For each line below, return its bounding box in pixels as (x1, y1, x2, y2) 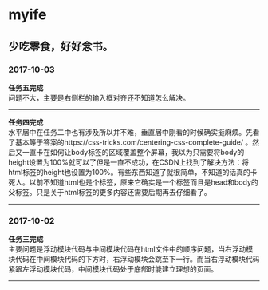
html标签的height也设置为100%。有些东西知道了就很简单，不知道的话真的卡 (8, 167, 258, 177)
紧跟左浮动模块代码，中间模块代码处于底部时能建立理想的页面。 (8, 264, 218, 274)
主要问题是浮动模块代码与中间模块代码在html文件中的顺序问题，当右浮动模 (8, 244, 254, 254)
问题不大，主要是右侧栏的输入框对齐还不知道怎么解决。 (8, 93, 190, 102)
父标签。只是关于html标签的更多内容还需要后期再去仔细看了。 (8, 187, 211, 197)
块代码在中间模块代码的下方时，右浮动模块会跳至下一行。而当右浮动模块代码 (8, 254, 260, 264)
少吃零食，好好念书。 (8, 39, 113, 53)
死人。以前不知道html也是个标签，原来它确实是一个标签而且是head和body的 (8, 177, 258, 187)
